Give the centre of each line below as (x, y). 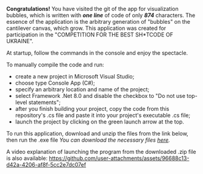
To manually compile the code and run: (55, 64)
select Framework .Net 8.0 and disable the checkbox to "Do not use (100, 96)
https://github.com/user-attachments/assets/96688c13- (119, 158)
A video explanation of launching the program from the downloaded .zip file (101, 152)
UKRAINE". (20, 41)
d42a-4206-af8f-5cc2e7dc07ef (46, 165)
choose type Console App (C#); (55, 83)
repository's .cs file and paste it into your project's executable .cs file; (103, 115)
